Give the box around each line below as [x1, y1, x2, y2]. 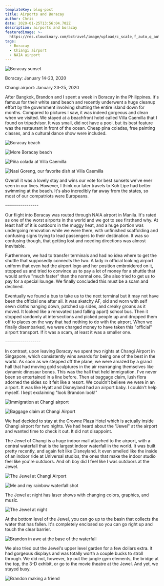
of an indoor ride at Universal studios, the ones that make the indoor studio [5, 453, 156, 459]
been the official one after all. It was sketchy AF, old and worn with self [5, 298, 147, 304]
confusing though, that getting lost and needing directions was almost [5, 238, 146, 244]
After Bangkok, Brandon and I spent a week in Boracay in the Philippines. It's [5, 94, 159, 100]
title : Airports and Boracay [5, 12, 64, 17]
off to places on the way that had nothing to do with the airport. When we [5, 319, 153, 325]
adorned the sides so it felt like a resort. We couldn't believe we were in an [5, 379, 155, 385]
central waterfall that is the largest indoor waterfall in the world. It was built [5, 443, 156, 449]
